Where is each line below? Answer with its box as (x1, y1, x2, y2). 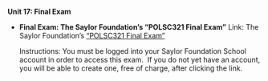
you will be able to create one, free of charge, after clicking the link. (18, 63, 243, 73)
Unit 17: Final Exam (7, 7, 71, 16)
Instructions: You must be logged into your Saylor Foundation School (18, 47, 246, 55)
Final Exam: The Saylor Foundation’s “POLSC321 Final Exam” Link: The (18, 22, 259, 31)
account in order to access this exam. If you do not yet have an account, (18, 55, 261, 64)
